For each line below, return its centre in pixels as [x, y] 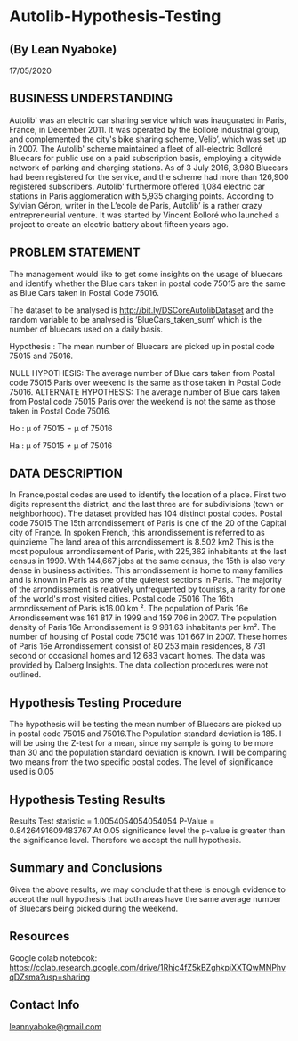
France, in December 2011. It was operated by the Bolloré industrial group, [145, 129]
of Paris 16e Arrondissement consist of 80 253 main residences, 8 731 [137, 646]
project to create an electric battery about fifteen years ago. [119, 224]
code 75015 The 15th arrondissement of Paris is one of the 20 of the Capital [148, 523]
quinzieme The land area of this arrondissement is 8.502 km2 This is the [141, 542]
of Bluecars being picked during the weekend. [94, 908]
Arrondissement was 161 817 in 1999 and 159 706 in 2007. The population [143, 618]
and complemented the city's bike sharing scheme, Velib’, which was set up [148, 139]
